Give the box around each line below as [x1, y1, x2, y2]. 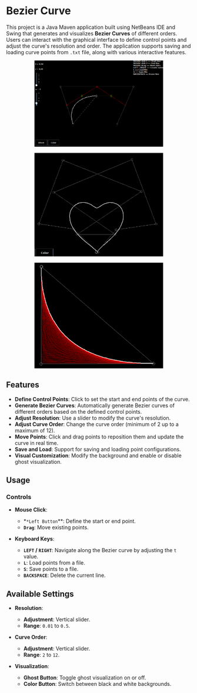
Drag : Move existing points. [23, 524, 89, 531]
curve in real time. [14, 439, 59, 446]
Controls [6, 493, 32, 501]
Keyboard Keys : [14, 535, 55, 543]
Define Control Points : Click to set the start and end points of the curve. [14, 395, 190, 402]
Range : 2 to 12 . [23, 651, 60, 658]
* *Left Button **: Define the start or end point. [23, 517, 136, 525]
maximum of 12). [14, 427, 55, 434]
